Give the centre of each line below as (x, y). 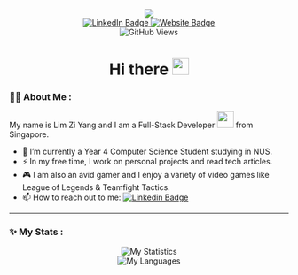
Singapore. (29, 134)
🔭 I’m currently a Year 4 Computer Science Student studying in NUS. (147, 152)
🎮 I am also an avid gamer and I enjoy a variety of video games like (145, 175)
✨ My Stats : (36, 232)
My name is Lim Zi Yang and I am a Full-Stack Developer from (131, 125)
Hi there (139, 69)
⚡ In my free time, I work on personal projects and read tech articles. (147, 162)
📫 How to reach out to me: (71, 197)
